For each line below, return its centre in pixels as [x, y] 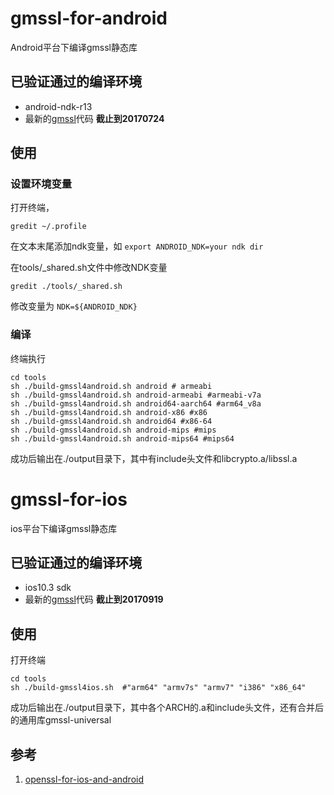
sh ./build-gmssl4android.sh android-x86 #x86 [109, 412]
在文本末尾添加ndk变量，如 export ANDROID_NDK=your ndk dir [137, 246]
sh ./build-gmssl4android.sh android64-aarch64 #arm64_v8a [136, 403]
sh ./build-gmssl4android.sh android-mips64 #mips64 [122, 438]
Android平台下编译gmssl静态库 [74, 47]
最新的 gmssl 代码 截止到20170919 [94, 599]
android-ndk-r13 [58, 106]
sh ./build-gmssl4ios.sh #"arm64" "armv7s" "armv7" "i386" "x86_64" [158, 688]
